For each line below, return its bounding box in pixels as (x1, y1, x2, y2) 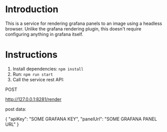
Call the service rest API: (12, 76, 64, 82)
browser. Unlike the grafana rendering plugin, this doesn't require (5, 25, 142, 31)
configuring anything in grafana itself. (5, 31, 83, 37)
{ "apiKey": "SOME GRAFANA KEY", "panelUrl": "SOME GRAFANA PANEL (5, 116, 157, 122)
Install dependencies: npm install (12, 65, 83, 72)
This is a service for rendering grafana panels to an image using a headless (5, 20, 162, 26)
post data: (5, 106, 26, 112)
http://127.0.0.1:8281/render (5, 96, 62, 102)
